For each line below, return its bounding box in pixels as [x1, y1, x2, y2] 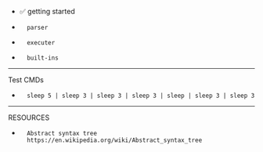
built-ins [27, 54, 59, 62]
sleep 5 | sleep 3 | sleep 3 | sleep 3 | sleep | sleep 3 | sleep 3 [27, 92, 255, 100]
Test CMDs [8, 75, 45, 85]
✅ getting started [19, 7, 76, 16]
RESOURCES [8, 113, 50, 122]
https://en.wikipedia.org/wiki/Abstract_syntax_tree [27, 136, 203, 144]
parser [27, 24, 49, 31]
